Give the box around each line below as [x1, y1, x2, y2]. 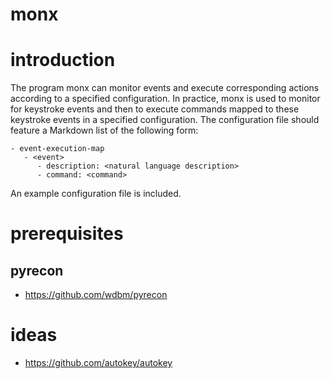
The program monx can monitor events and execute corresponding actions [10, 82, 320, 94]
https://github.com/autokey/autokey [24, 357, 173, 369]
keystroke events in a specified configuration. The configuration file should [10, 114, 320, 126]
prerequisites [10, 223, 124, 245]
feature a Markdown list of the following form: [10, 124, 199, 137]
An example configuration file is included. [10, 188, 182, 200]
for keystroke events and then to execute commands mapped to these [10, 103, 300, 115]
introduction [10, 49, 116, 72]
